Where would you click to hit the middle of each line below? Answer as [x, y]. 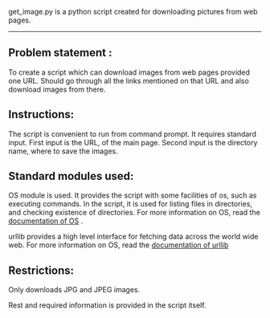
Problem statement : [60, 53]
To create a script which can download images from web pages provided [129, 72]
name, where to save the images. [63, 151]
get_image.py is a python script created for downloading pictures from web [133, 12]
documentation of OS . [46, 221]
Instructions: [41, 114]
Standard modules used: [71, 176]
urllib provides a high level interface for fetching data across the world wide [133, 237]
